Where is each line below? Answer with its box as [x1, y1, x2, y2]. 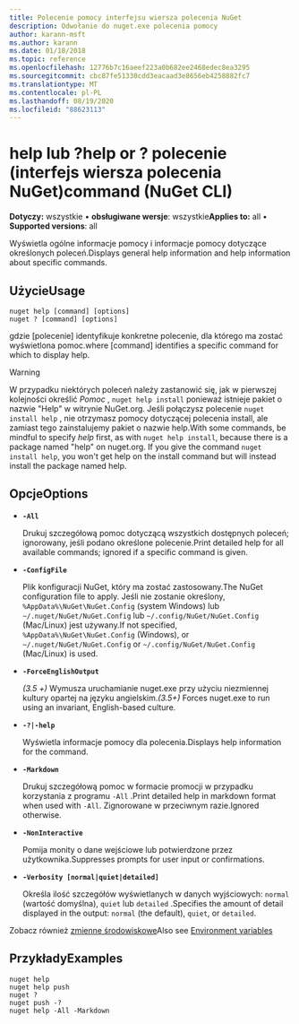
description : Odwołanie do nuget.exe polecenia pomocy [9, 22, 218, 30]
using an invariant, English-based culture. [21, 701, 176, 713]
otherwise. [21, 809, 63, 820]
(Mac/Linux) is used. [21, 647, 98, 659]
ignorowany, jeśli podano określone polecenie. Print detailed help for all [21, 537, 284, 548]
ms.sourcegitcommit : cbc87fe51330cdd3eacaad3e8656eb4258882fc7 [9, 72, 251, 81]
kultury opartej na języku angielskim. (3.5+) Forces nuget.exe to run [21, 692, 270, 703]
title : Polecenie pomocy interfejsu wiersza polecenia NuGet [9, 13, 243, 22]
